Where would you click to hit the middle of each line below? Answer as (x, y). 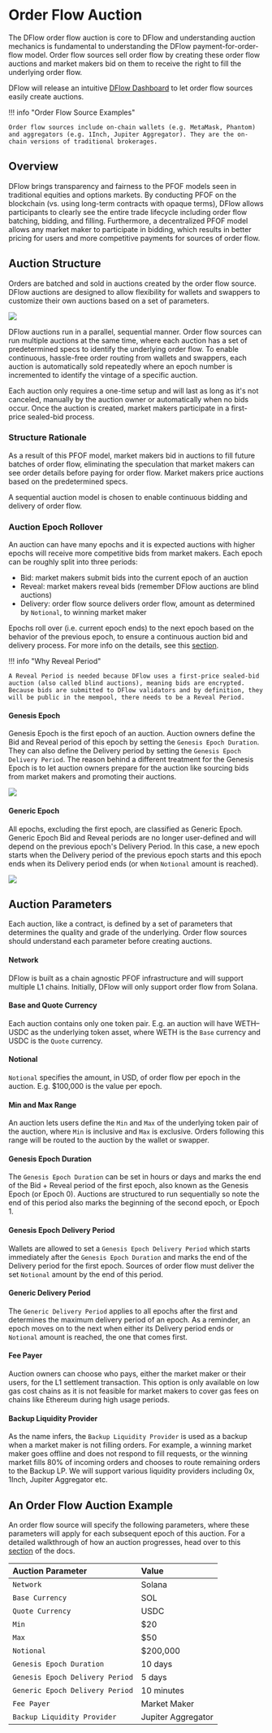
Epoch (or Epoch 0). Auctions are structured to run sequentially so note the (134, 1194)
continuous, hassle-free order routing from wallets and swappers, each (128, 358)
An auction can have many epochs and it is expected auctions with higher (132, 545)
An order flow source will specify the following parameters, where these (129, 1525)
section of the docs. (42, 1551)
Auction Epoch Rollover (56, 527)
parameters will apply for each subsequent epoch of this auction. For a (127, 1533)
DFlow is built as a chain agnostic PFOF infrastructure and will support (126, 978)
